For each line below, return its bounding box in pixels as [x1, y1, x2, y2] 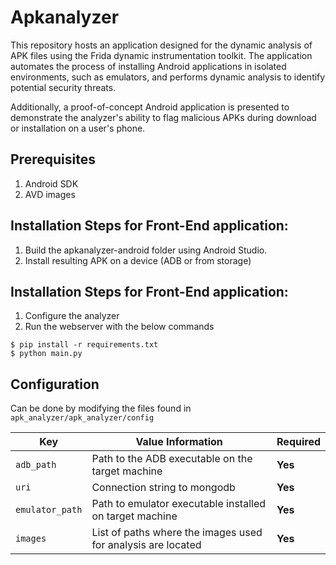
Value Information [135, 435, 223, 449]
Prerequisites [10, 151, 96, 168]
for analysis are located [91, 538, 202, 552]
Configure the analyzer [24, 310, 120, 322]
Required [276, 435, 321, 449]
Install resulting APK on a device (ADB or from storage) [24, 254, 252, 266]
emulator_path [15, 504, 83, 516]
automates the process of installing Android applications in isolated [10, 60, 287, 72]
